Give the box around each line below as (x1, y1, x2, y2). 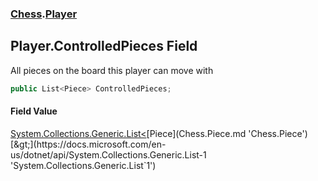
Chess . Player (10, 7, 78, 21)
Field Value (10, 105, 58, 117)
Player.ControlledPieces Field (10, 38, 198, 55)
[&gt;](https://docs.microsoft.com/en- (10, 138, 167, 150)
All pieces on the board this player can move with (10, 64, 214, 76)
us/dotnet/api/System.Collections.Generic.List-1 (10, 148, 207, 161)
